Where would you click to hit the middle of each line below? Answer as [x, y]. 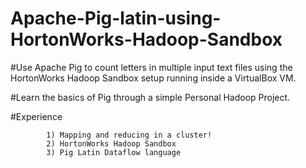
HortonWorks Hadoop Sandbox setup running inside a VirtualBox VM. [153, 78]
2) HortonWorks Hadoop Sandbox [111, 143]
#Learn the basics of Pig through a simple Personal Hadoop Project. [150, 97]
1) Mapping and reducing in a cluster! [129, 135]
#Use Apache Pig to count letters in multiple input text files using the [151, 67]
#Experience [36, 116]
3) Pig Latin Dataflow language [114, 152]
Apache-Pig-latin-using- [116, 18]
